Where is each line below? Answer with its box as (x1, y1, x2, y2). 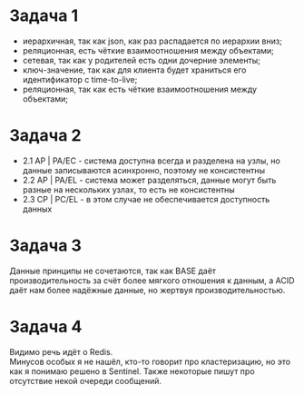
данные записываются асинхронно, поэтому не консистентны (22, 164, 266, 175)
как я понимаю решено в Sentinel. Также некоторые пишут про (9, 365, 256, 377)
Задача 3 (9, 235, 82, 256)
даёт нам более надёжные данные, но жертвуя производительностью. (9, 284, 286, 295)
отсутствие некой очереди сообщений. (9, 375, 162, 386)
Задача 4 (9, 317, 83, 337)
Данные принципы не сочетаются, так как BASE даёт (9, 265, 216, 276)
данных (22, 203, 53, 214)
